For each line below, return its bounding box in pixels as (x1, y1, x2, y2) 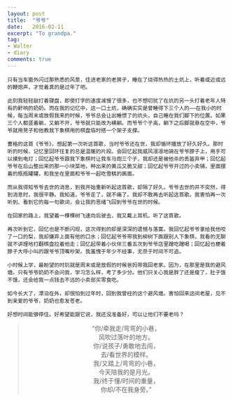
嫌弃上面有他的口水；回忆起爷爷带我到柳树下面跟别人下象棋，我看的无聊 (48, 233, 226, 240)
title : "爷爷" (7, 17, 50, 24)
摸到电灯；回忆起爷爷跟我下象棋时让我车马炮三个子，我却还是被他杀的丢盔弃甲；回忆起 (12, 155, 226, 162)
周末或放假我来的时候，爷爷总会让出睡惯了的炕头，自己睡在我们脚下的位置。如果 (27, 112, 226, 119)
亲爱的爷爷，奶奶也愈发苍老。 (12, 297, 86, 304)
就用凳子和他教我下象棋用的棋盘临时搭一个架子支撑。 (12, 127, 143, 134)
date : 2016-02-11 (7, 23, 64, 30)
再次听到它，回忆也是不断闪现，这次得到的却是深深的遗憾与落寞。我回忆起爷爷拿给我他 (7, 225, 221, 233)
